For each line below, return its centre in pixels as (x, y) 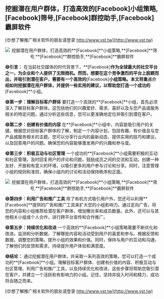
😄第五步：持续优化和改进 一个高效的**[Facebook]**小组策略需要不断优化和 (81, 227)
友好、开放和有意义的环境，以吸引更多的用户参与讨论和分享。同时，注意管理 (82, 165)
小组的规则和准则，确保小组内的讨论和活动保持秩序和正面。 (65, 172)
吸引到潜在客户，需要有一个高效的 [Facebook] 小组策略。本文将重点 (85, 79)
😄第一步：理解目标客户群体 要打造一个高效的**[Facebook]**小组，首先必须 (81, 101)
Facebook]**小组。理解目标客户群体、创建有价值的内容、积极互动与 (88, 262)
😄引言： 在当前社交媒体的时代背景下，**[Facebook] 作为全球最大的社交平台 (81, 67)
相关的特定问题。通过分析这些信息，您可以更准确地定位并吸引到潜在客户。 (80, 114)
